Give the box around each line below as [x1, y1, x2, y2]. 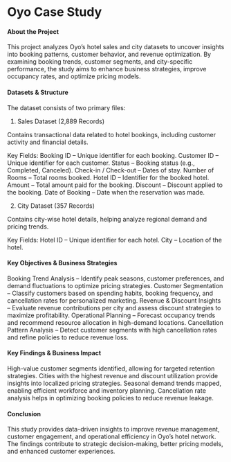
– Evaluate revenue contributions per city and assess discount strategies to [7, 303, 221, 312]
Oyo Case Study [7, 4, 102, 20]
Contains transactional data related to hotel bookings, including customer [7, 130, 216, 139]
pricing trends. [7, 222, 49, 231]
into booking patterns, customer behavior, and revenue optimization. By [7, 50, 212, 59]
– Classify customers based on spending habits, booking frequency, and [7, 289, 213, 297]
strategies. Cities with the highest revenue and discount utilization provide [7, 372, 219, 380]
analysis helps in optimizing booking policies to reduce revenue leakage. [7, 394, 214, 402]
